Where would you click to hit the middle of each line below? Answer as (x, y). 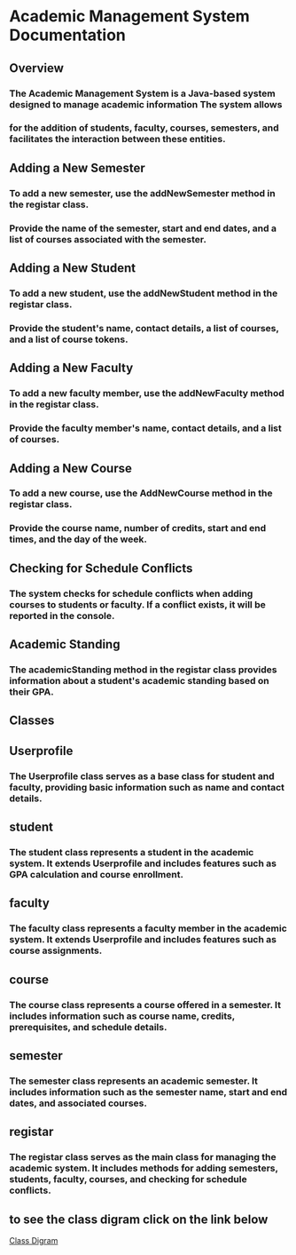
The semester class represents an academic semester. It (134, 1081)
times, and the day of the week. (78, 539)
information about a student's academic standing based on (139, 680)
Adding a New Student (72, 268)
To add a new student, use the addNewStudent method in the (144, 293)
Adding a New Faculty (71, 368)
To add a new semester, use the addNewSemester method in (143, 193)
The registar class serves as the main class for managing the (143, 1157)
